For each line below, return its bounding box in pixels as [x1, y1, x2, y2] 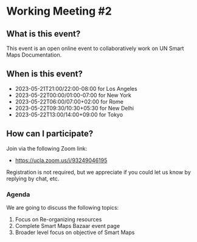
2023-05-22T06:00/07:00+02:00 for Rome [15, 98, 123, 105]
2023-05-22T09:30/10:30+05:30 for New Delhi [15, 104, 134, 112]
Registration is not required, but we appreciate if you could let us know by [6, 168, 191, 176]
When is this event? [6, 69, 83, 79]
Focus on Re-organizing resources [15, 215, 102, 223]
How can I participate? [6, 129, 94, 139]
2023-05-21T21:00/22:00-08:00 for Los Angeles [15, 85, 138, 92]
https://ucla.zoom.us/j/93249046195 [15, 157, 108, 164]
